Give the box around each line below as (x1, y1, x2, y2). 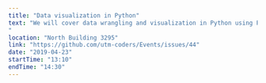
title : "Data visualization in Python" (8, 11, 140, 20)
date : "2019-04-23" (8, 48, 73, 56)
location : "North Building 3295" (8, 33, 119, 42)
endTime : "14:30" (8, 63, 66, 71)
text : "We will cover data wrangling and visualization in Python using (8, 19, 253, 27)
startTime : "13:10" (8, 56, 73, 64)
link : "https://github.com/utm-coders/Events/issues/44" (8, 41, 200, 49)
